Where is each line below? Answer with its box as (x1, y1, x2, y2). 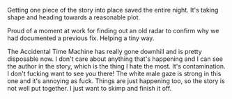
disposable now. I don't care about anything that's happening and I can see (7, 55, 223, 63)
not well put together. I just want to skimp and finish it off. (7, 84, 172, 92)
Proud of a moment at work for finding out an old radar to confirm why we (7, 27, 219, 35)
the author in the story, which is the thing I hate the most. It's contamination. (7, 62, 226, 70)
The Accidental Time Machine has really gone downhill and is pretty (7, 48, 202, 55)
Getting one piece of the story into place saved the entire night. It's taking (7, 6, 219, 14)
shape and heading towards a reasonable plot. (7, 13, 141, 21)
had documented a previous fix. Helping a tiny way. (7, 34, 155, 42)
